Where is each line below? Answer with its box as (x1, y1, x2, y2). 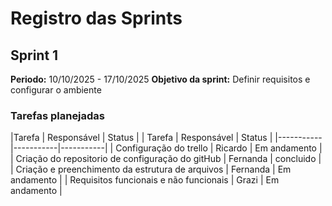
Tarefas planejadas (10, 108, 106, 122)
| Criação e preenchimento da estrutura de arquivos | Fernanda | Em (10, 163, 292, 176)
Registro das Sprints (10, 7, 183, 30)
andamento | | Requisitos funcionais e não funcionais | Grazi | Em (10, 174, 280, 186)
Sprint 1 (10, 47, 59, 64)
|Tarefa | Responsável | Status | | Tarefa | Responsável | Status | (10, 132, 273, 144)
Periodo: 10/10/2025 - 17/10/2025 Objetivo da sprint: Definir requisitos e (10, 73, 311, 85)
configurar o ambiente (10, 84, 102, 96)
